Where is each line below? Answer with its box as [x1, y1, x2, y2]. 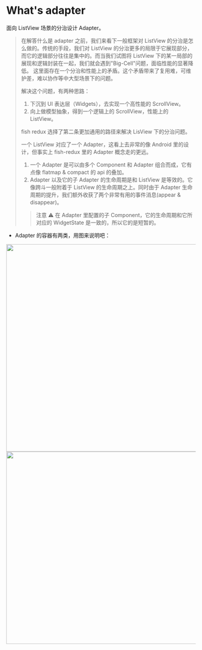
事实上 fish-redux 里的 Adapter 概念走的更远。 [37, 148, 152, 155]
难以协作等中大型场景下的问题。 [37, 75, 116, 82]
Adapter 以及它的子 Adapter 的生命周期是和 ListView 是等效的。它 [29, 176, 193, 183]
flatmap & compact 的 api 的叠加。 [41, 168, 127, 176]
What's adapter [6, 4, 86, 17]
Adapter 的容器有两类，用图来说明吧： [14, 231, 111, 239]
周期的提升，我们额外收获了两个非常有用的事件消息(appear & [29, 191, 182, 198]
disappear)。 [29, 198, 63, 206]
